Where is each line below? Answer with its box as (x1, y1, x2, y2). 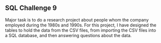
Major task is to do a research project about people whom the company (5, 17, 149, 22)
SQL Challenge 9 (5, 4, 57, 12)
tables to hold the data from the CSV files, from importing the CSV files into (5, 27, 156, 33)
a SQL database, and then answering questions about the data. (5, 32, 132, 38)
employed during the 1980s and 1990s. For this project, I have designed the (5, 22, 157, 28)
